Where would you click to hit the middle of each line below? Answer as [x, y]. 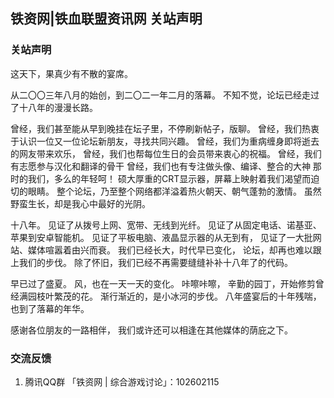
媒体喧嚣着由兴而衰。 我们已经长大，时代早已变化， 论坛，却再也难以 [170, 250]
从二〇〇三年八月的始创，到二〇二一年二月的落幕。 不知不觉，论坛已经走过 [165, 95]
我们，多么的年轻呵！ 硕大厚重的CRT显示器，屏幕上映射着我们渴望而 [169, 178]
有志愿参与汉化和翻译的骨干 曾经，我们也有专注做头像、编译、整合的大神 [160, 166]
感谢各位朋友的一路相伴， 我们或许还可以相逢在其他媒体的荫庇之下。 [151, 330]
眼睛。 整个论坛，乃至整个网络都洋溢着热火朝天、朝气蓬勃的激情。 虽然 [174, 191]
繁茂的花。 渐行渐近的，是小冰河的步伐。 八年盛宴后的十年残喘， [187, 296]
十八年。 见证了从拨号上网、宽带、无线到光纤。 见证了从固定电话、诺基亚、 [166, 225]
